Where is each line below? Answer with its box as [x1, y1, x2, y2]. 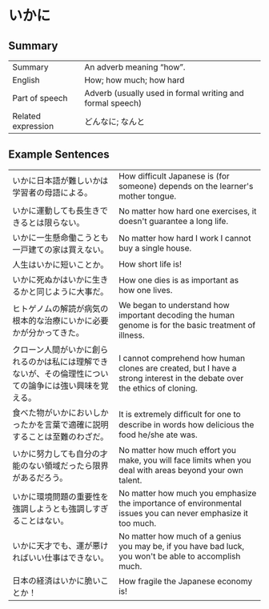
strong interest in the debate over [118, 372, 244, 383]
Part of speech [12, 93, 68, 103]
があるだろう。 [12, 472, 68, 483]
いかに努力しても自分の [12, 448, 100, 459]
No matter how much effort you [118, 444, 237, 455]
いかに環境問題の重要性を [12, 491, 110, 502]
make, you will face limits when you [118, 455, 252, 466]
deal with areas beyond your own [118, 464, 244, 475]
